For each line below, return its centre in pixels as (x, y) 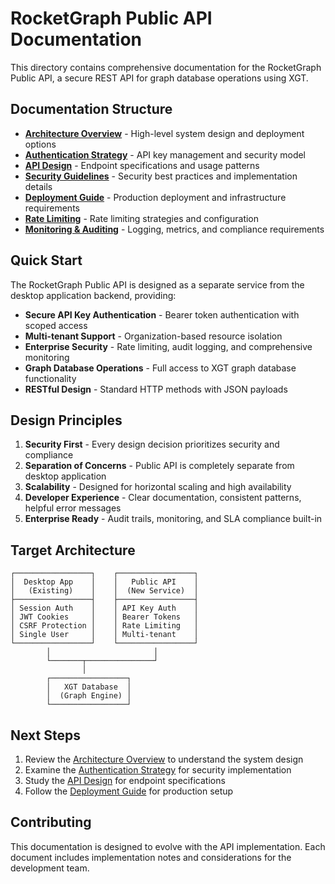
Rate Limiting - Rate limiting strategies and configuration (142, 218)
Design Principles (66, 420)
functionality (50, 378)
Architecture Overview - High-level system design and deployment (164, 133)
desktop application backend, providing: (93, 295)
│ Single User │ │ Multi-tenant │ (104, 635)
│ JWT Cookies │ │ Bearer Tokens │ (104, 617)
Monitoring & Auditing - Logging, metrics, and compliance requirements (174, 229)
